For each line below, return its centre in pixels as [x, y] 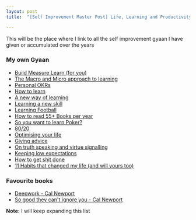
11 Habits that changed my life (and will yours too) [74, 165]
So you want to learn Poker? [48, 122]
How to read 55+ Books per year [54, 116]
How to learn [30, 91]
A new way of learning [41, 97]
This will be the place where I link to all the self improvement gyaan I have [94, 39]
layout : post [22, 11]
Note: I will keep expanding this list [48, 211]
